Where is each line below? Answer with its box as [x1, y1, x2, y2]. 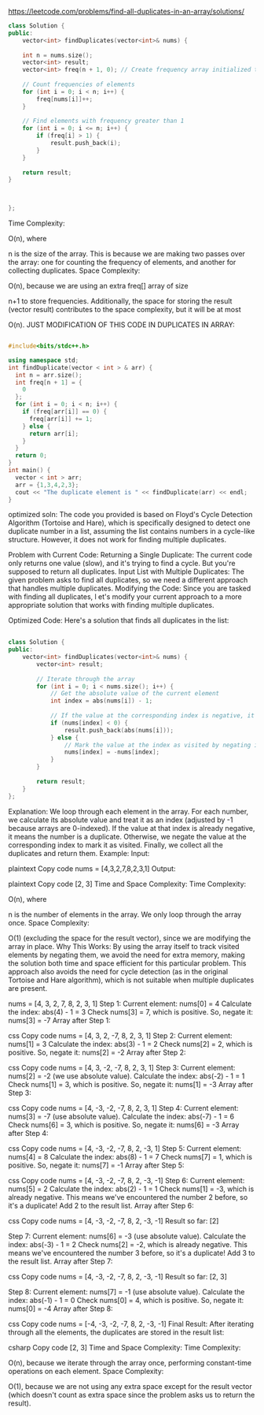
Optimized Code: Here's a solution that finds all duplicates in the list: [8, 616, 229, 625]
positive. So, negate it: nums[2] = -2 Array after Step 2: [8, 1048, 186, 1057]
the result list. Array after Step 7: [8, 1257, 113, 1266]
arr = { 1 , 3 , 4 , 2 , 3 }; [15, 481, 79, 489]
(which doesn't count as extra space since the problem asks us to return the [8, 1390, 255, 1399]
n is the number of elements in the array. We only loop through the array [8, 910, 242, 919]
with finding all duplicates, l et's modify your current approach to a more [8, 592, 242, 601]
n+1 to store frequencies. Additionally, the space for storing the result [8, 296, 233, 306]
